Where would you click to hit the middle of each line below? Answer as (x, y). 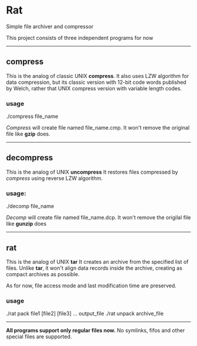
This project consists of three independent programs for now (80, 38)
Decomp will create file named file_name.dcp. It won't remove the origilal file (98, 218)
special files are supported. (39, 337)
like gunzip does (26, 224)
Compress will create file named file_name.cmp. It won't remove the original (98, 128)
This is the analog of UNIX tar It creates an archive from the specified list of (97, 262)
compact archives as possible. (43, 274)
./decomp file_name (30, 206)
